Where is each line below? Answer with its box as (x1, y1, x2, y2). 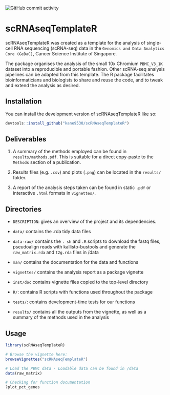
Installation (5, 97, 42, 106)
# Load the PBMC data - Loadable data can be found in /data (5, 366, 139, 371)
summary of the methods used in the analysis (12, 314, 109, 320)
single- (146, 39, 161, 46)
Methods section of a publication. (12, 159, 81, 165)
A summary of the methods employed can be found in (12, 149, 127, 155)
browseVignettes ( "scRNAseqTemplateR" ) (5, 357, 88, 362)
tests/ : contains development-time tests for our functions (12, 299, 136, 305)
